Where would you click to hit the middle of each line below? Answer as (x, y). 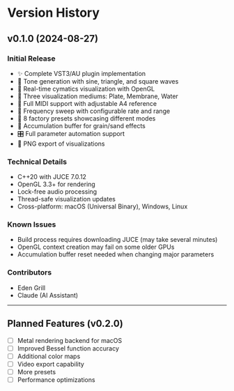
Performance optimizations (56, 379)
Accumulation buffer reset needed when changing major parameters (116, 254)
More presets (37, 371)
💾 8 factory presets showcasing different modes (86, 118)
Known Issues (32, 224)
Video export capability (51, 364)
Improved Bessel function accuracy (68, 348)
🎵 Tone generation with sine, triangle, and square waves (98, 81)
